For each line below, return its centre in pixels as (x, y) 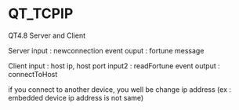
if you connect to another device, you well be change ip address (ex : (119, 89)
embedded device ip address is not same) (76, 97)
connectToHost (33, 74)
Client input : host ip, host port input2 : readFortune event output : (114, 66)
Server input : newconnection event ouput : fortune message (106, 50)
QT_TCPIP (41, 14)
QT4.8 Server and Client (47, 35)
